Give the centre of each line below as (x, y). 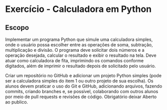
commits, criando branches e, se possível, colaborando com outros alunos (82, 91)
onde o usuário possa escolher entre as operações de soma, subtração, (79, 45)
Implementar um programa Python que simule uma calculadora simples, (79, 39)
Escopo (17, 28)
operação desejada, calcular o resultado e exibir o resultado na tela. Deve (81, 55)
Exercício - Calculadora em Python (79, 9)
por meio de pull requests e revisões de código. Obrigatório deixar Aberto (81, 97)
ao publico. (17, 102)
